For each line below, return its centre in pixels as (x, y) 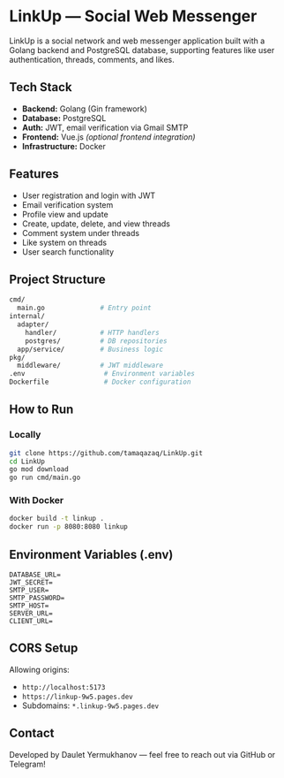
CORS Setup (44, 648)
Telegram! (27, 764)
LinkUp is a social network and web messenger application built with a (137, 41)
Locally (25, 435)
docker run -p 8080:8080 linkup (68, 527)
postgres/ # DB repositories (96, 341)
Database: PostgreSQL (64, 118)
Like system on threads (64, 242)
